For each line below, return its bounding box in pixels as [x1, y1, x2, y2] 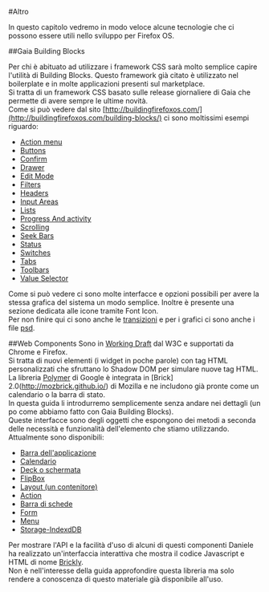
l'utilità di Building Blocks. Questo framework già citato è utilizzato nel [8, 71, 238, 79]
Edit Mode [19, 172, 55, 180]
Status [19, 240, 42, 249]
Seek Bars [19, 231, 55, 240]
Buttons [19, 146, 47, 155]
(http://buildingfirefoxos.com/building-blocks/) [8, 113, 162, 123]
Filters [19, 180, 42, 189]
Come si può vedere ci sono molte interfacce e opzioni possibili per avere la [8, 289, 259, 298]
